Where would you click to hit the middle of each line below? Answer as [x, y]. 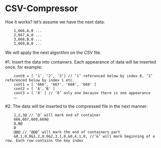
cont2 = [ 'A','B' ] [34, 89]
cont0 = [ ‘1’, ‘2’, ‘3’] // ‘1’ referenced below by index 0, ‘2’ [83, 76]
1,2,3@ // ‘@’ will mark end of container [57, 115]
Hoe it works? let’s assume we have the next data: [55, 22]
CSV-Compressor [41, 8]
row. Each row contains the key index [44, 140]
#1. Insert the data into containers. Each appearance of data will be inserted [80, 62]
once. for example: [24, 67]
